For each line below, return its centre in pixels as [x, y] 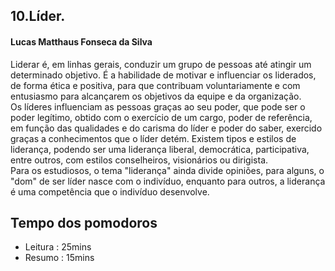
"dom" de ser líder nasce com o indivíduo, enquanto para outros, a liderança [168, 181]
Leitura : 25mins [58, 247]
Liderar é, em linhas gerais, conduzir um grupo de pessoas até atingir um [161, 64]
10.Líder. [38, 16]
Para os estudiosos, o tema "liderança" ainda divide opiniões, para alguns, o [167, 170]
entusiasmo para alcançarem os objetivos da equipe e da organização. [156, 96]
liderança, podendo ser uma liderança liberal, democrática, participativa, [160, 149]
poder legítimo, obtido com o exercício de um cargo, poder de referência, [161, 117]
